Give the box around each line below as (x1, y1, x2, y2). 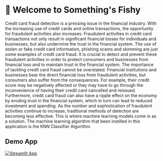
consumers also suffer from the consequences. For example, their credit (5, 77, 149, 83)
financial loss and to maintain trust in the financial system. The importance (5, 62, 154, 67)
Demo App (5, 138, 38, 146)
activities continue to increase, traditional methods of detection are (5, 108, 139, 113)
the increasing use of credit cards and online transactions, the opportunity (5, 25, 154, 31)
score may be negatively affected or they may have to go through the (5, 82, 144, 88)
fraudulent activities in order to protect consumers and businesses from (5, 56, 149, 62)
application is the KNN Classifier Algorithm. (5, 123, 92, 129)
